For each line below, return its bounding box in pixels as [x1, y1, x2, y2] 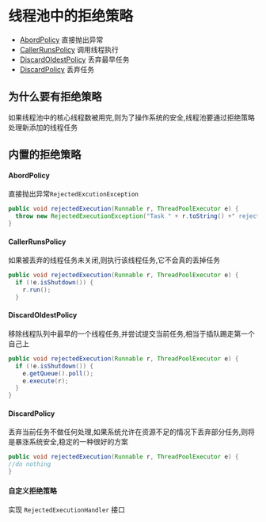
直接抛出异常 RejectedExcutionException [8, 189, 139, 199]
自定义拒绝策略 [8, 486, 57, 495]
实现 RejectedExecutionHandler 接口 [8, 505, 125, 515]
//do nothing [8, 460, 51, 468]
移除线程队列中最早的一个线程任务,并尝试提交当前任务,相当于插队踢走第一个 [8, 329, 256, 338]
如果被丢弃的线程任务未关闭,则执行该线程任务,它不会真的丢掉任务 [8, 255, 221, 265]
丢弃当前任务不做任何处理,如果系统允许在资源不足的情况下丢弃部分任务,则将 [8, 427, 256, 436]
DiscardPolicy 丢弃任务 [19, 64, 95, 74]
